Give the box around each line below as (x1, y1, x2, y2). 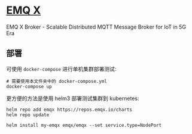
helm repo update (6, 111, 50, 118)
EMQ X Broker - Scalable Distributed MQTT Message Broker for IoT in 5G (6, 23, 187, 30)
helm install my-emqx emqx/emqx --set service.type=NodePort (6, 122, 162, 128)
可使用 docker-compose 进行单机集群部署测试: (6, 65, 117, 72)
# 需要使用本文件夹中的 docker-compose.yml (6, 78, 108, 84)
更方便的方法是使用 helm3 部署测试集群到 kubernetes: (6, 95, 139, 102)
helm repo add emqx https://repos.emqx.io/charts (6, 107, 133, 113)
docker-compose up (6, 83, 52, 89)
